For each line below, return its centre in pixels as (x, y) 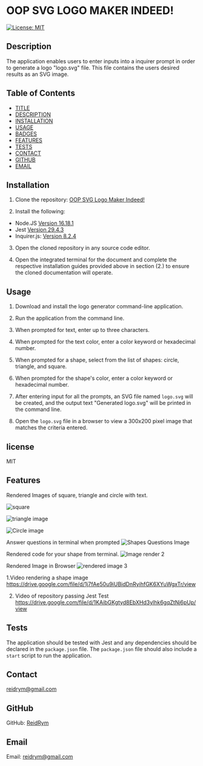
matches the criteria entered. (51, 428)
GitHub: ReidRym (28, 723)
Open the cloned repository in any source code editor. (82, 248)
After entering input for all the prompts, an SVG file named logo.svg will (104, 396)
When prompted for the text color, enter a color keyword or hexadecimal (105, 342)
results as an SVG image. (38, 74)
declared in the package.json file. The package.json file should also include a (101, 649)
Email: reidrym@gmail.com (40, 757)
